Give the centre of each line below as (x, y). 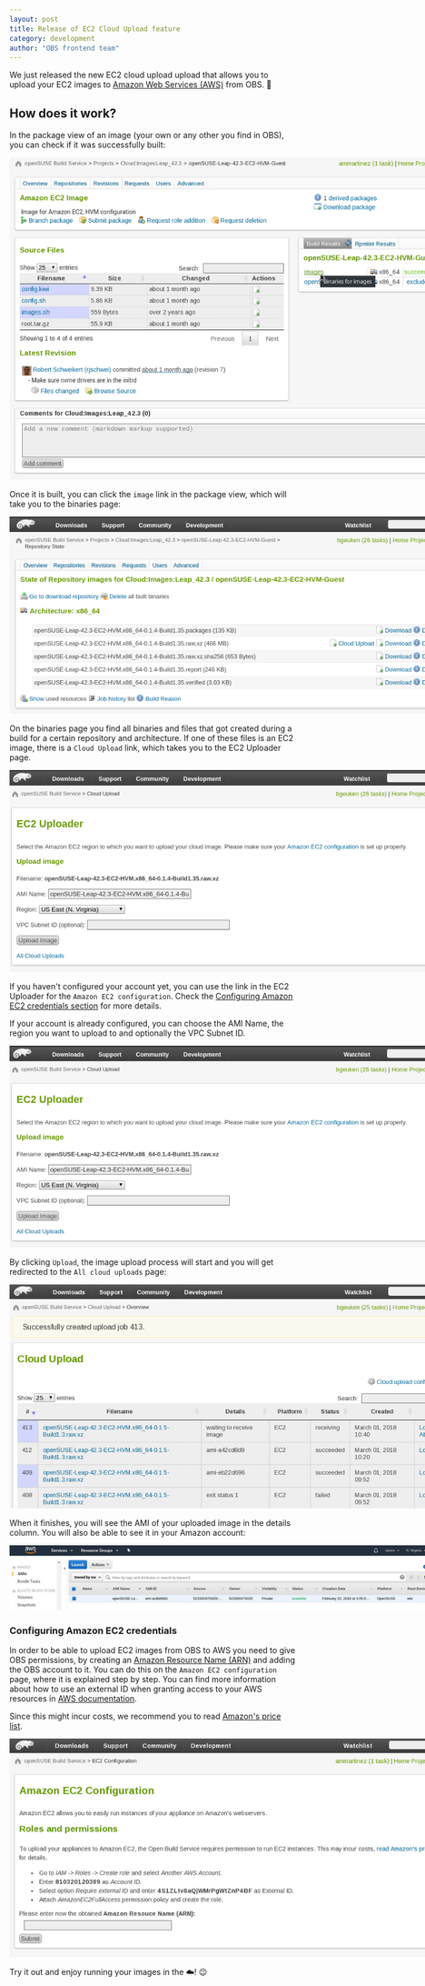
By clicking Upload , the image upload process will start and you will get (142, 1262)
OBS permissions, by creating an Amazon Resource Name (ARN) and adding (153, 1660)
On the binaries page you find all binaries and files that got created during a (151, 728)
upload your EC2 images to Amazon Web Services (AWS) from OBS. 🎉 (141, 85)
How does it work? (63, 113)
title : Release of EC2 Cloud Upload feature (95, 29)
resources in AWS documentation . (74, 1699)
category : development (52, 38)
